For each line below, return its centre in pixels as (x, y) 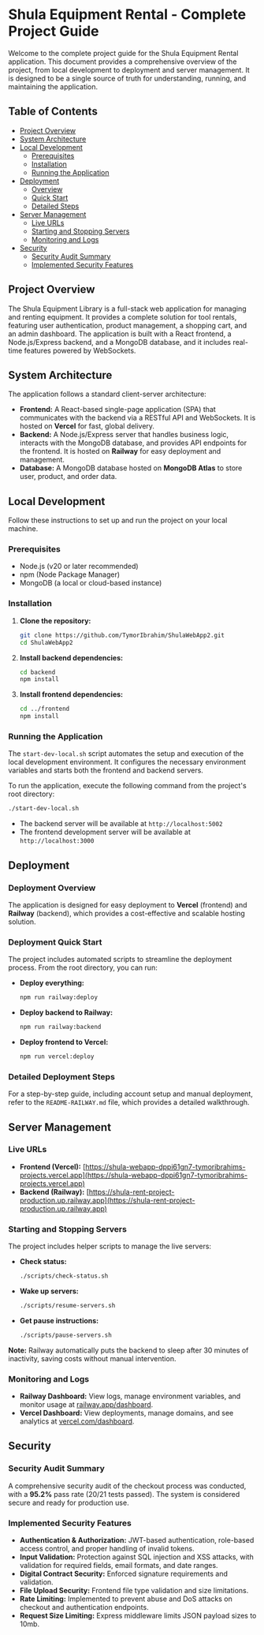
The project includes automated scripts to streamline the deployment (120, 960)
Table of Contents (53, 112)
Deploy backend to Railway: (66, 1012)
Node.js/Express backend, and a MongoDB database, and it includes (119, 342)
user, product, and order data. (68, 477)
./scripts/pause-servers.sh (65, 1335)
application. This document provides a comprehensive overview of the (123, 62)
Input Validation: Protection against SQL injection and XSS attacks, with (136, 1557)
